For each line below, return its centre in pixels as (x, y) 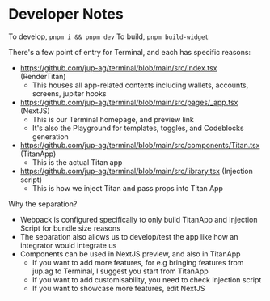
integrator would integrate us (68, 245)
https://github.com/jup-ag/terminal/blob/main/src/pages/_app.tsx (129, 102)
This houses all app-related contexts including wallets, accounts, (140, 85)
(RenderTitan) (43, 76)
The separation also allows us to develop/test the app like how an (129, 236)
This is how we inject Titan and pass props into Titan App (128, 188)
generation (50, 136)
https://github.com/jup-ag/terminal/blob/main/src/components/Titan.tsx (140, 145)
